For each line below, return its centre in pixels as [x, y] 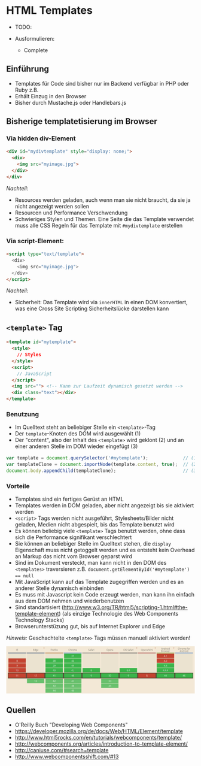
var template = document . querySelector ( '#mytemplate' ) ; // [97, 458]
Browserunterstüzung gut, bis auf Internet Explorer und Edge [90, 626]
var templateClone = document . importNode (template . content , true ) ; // [97, 465]
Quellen [21, 710]
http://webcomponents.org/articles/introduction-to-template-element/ [101, 744]
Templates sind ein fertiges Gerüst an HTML [69, 499]
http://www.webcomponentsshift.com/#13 [67, 756]
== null [24, 576]
